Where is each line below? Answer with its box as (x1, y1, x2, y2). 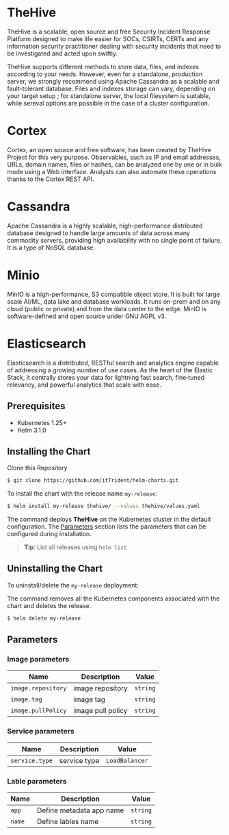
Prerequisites (7, 400, 66, 412)
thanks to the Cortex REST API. (7, 175, 94, 183)
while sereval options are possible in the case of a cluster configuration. (7, 99, 210, 107)
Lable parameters (7, 776, 67, 786)
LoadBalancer (105, 756, 148, 764)
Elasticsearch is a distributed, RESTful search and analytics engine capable (7, 359, 219, 367)
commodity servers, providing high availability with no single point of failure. (7, 236, 222, 244)
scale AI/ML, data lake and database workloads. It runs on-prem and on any (7, 297, 221, 306)
